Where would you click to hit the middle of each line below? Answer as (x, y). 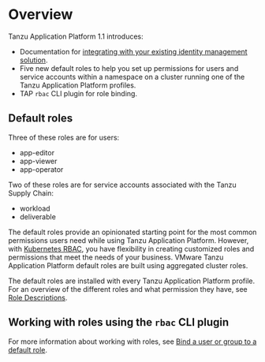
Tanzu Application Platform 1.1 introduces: (76, 36)
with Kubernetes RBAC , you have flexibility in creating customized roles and (131, 248)
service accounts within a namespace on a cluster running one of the (132, 77)
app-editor (37, 152)
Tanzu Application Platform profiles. (78, 85)
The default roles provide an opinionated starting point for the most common (132, 232)
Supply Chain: (31, 193)
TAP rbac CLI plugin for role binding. (78, 93)
